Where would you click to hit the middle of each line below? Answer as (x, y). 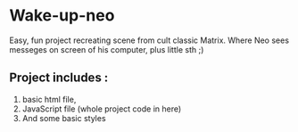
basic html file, (49, 99)
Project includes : (59, 78)
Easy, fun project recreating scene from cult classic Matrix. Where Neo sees (149, 40)
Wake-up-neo (62, 16)
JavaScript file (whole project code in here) (102, 109)
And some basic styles (64, 118)
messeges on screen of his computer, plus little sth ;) (107, 49)
